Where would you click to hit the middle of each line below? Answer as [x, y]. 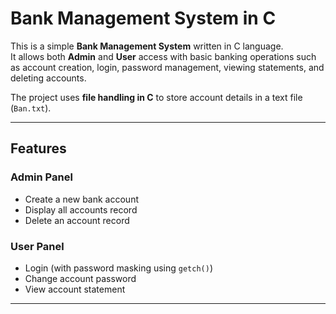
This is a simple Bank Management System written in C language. [147, 46]
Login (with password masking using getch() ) [119, 268]
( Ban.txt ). [31, 108]
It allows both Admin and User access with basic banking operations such [163, 56]
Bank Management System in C [143, 18]
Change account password [80, 278]
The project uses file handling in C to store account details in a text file [156, 97]
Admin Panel [41, 177]
